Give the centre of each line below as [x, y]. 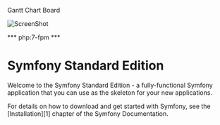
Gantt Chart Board [34, 10]
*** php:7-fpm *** [34, 37]
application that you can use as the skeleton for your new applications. [110, 92]
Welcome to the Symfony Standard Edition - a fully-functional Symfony [110, 85]
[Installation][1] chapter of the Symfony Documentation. [88, 113]
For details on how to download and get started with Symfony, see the [109, 106]
